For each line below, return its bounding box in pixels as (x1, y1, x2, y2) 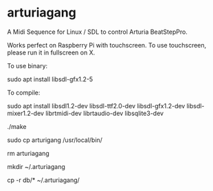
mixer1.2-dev (7, 109, 45, 117)
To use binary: (7, 61, 48, 70)
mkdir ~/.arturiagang (7, 162, 65, 170)
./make (7, 122, 27, 130)
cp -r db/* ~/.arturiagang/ (7, 176, 80, 184)
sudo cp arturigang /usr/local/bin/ (7, 136, 103, 144)
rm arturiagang (7, 149, 49, 157)
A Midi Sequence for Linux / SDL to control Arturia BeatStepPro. (7, 28, 188, 36)
